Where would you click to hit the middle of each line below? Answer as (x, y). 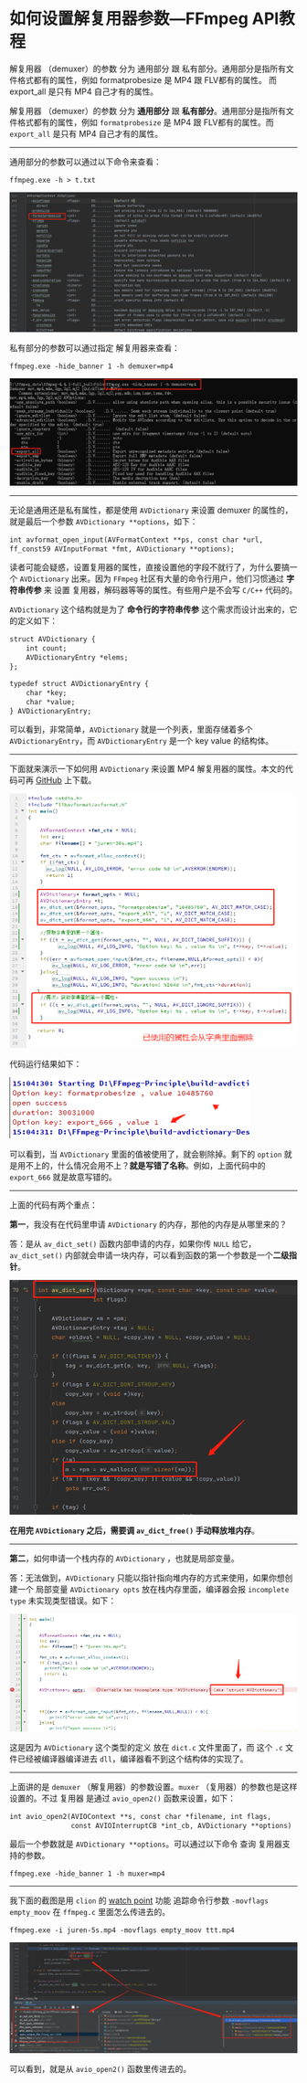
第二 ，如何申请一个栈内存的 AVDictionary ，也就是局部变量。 (124, 1558)
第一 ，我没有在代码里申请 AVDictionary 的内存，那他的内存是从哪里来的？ (148, 1224)
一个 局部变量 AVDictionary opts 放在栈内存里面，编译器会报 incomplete (153, 1589)
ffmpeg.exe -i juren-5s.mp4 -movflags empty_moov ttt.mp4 (122, 1930)
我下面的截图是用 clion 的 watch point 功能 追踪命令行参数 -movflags (139, 1900)
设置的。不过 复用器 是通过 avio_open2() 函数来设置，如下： (122, 1798)
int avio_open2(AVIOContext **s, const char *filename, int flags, (141, 1816)
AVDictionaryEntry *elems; (77, 658)
